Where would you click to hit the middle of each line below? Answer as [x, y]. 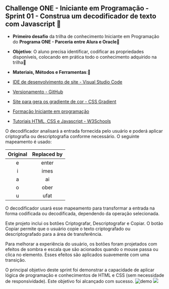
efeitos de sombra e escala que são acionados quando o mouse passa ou [82, 249]
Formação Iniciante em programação [51, 111]
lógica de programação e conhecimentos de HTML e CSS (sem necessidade [85, 275]
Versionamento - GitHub [38, 92]
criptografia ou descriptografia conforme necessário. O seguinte [72, 136]
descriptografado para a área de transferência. [54, 234]
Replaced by [47, 154]
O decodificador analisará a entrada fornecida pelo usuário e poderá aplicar [84, 131]
